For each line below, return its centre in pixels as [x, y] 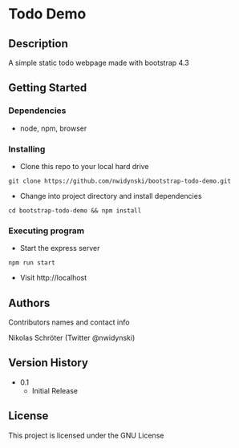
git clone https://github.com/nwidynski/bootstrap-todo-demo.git [119, 181]
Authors [29, 303]
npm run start [32, 263]
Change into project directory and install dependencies [111, 196]
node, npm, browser [53, 128]
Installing [27, 149]
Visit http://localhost [53, 278]
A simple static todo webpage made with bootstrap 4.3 [99, 63]
